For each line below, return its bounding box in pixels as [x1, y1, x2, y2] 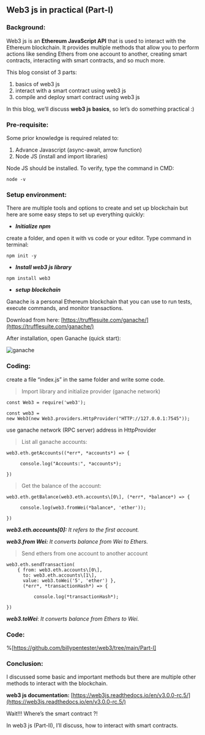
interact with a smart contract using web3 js [15, 87, 127, 94]
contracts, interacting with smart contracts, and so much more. [6, 56, 165, 64]
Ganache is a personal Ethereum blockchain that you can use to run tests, [6, 298, 192, 305]
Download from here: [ [6, 316, 63, 323]
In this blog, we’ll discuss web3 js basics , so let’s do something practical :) [6, 105, 195, 113]
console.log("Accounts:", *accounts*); [20, 460, 122, 467]
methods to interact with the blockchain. [6, 680, 108, 687]
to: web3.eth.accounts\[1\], [22, 572, 97, 578]
